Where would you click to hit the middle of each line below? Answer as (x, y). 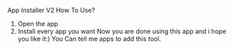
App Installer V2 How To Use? (51, 10)
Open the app (38, 24)
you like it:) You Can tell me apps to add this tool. (89, 39)
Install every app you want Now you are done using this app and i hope (122, 31)
